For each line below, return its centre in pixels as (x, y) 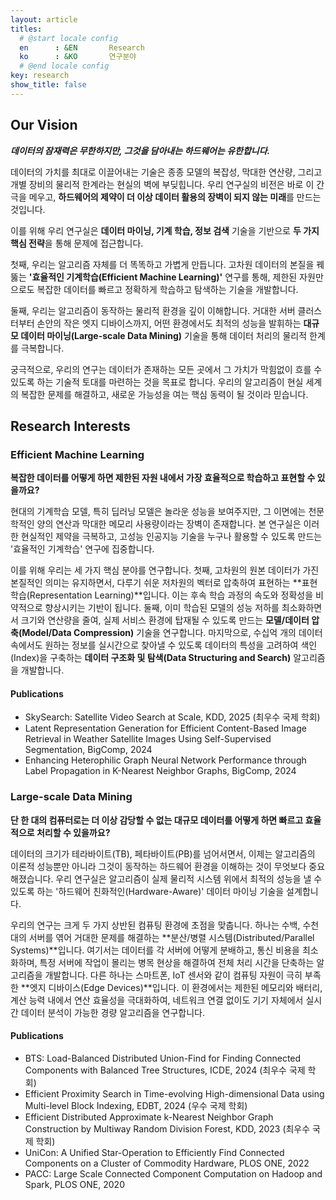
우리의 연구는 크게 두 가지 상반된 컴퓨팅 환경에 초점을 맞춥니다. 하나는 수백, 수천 (165, 925)
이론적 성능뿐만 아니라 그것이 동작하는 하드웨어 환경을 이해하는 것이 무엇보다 (158, 866)
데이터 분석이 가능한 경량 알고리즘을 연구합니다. (113, 1012)
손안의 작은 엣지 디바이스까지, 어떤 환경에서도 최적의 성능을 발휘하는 (169, 323)
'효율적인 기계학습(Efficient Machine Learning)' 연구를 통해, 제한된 (163, 277)
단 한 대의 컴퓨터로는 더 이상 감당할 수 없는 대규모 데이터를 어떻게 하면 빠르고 (157, 820)
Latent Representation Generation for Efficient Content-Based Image (165, 728)
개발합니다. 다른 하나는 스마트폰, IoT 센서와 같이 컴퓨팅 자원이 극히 (173, 975)
